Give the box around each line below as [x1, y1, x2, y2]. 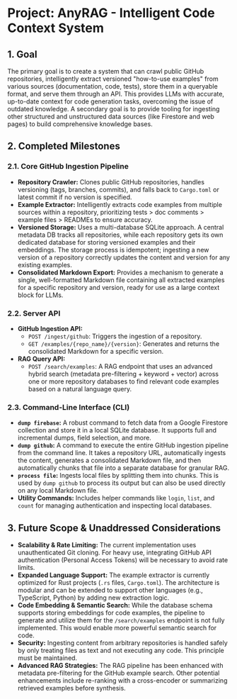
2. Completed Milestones [7, 140, 120, 152]
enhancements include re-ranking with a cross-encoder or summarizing [17, 676, 228, 685]
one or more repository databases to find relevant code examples [28, 377, 219, 386]
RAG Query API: [17, 354, 66, 363]
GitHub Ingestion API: [17, 324, 83, 332]
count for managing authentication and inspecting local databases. [17, 501, 212, 510]
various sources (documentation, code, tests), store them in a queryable [7, 82, 218, 90]
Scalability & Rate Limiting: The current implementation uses [17, 541, 197, 549]
